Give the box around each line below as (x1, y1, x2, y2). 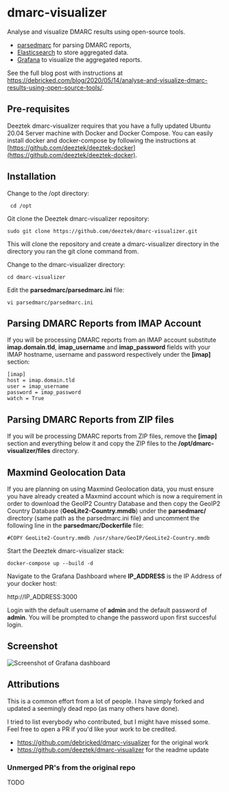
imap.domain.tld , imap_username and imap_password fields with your (7, 343, 210, 351)
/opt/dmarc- (178, 439, 215, 448)
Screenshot (7, 641, 58, 652)
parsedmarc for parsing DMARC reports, (16, 41, 132, 49)
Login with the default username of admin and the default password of (7, 606, 208, 614)
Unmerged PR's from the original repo (7, 762, 136, 772)
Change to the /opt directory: (7, 189, 89, 197)
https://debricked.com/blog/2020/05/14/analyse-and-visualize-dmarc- (7, 76, 208, 84)
